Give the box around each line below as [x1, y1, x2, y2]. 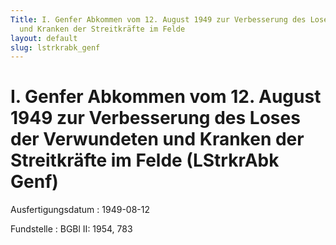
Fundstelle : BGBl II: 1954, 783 [10, 223, 133, 235]
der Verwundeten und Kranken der [10, 128, 305, 151]
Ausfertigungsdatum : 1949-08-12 [10, 204, 151, 216]
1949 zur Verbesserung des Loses [10, 107, 301, 130]
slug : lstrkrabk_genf [10, 42, 101, 53]
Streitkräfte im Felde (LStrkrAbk [10, 149, 280, 172]
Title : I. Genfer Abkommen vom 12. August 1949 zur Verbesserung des [10, 14, 307, 25]
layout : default [10, 33, 78, 43]
